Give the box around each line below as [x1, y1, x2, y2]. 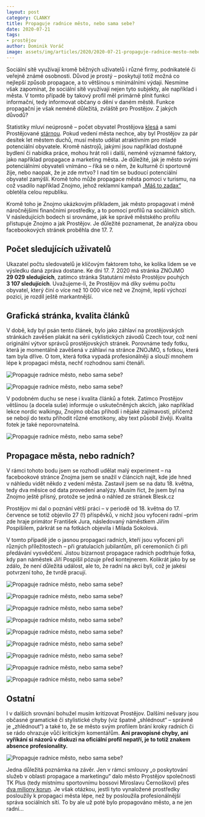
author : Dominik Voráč [6, 44, 64, 50]
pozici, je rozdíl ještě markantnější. [6, 292, 93, 300]
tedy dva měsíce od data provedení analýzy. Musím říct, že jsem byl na [6, 487, 185, 494]
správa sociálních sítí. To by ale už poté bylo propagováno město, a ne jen [6, 799, 192, 806]
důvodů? [6, 111, 29, 118]
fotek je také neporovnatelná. [6, 421, 80, 428]
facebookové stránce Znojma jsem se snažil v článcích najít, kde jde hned [6, 473, 192, 481]
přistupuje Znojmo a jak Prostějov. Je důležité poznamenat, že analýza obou [6, 219, 198, 227]
